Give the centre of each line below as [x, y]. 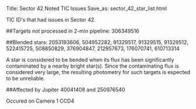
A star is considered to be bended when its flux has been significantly [90, 60]
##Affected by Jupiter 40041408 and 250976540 [66, 89]
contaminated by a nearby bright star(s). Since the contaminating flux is [93, 66]
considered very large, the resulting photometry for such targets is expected [98, 72]
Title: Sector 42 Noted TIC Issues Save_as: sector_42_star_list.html [87, 8]
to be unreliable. [25, 78]
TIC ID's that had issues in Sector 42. [51, 20]
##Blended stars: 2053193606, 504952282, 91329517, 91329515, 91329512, [97, 42]
